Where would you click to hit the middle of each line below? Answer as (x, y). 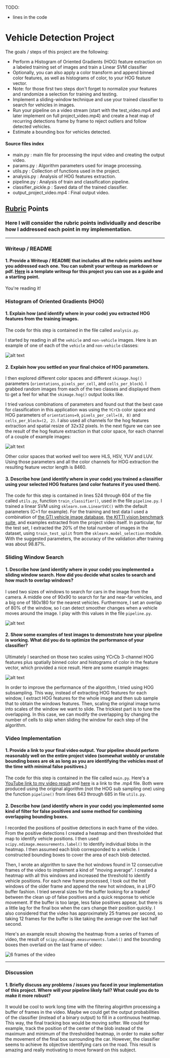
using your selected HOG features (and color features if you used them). (83, 484)
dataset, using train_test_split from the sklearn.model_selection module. (84, 533)
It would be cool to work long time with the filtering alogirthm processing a (83, 1007)
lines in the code (30, 17)
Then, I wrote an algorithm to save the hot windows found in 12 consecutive (84, 865)
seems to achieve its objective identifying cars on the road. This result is (81, 1045)
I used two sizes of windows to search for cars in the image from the (77, 591)
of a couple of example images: (38, 437)
